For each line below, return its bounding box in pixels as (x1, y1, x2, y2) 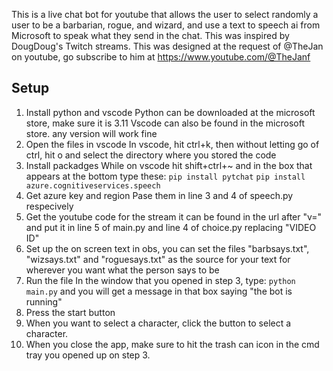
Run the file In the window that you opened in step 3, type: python (25, 274, 296, 286)
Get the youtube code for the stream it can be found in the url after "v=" (25, 210, 323, 223)
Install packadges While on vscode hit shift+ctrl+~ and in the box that (25, 159, 313, 171)
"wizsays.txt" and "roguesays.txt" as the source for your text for (25, 253, 291, 265)
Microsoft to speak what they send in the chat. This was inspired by (11, 30, 290, 41)
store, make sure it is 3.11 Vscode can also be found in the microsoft (25, 117, 305, 129)
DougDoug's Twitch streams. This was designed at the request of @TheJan (11, 40, 324, 52)
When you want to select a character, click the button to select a (25, 317, 292, 329)
